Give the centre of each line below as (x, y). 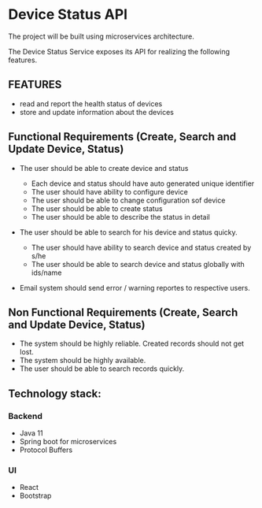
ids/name (46, 273)
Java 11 (31, 433)
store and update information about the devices (97, 112)
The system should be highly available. (83, 361)
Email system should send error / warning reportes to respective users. (135, 287)
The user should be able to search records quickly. (102, 369)
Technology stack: (55, 393)
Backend (26, 416)
